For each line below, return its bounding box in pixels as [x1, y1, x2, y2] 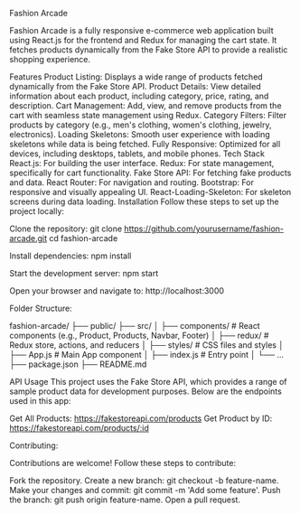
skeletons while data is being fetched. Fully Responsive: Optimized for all [9, 139, 281, 149]
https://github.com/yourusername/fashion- [124, 223, 285, 234]
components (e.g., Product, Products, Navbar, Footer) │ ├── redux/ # [9, 330, 269, 341]
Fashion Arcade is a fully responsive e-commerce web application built [9, 25, 274, 35]
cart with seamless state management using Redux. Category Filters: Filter [9, 110, 287, 120]
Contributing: [9, 440, 59, 451]
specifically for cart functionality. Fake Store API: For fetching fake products [9, 167, 292, 178]
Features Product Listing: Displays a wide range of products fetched [9, 71, 264, 82]
